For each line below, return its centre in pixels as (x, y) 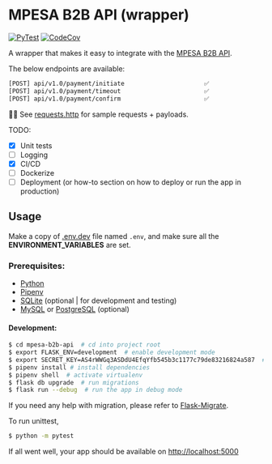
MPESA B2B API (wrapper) (99, 15)
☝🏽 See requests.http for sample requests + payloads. (98, 114)
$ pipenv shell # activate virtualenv (76, 375)
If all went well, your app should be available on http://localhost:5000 (123, 452)
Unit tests (36, 145)
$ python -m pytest (41, 436)
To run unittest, (34, 421)
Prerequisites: (37, 266)
